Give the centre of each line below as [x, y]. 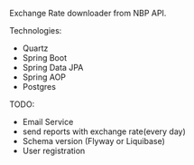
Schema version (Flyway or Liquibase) [93, 141]
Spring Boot [45, 58]
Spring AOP [44, 77]
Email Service [48, 122]
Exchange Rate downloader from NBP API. [88, 13]
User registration [54, 150]
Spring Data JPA [53, 68]
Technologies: [36, 30]
